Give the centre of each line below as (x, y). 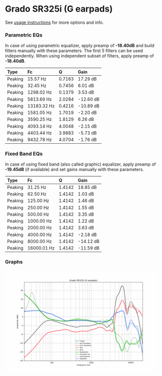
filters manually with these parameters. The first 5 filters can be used (74, 51)
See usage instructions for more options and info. (55, 22)
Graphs (14, 262)
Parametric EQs (24, 35)
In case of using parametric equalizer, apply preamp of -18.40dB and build (80, 46)
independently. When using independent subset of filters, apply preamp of (80, 56)
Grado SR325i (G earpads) (59, 9)
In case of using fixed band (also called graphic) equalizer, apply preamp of (81, 164)
